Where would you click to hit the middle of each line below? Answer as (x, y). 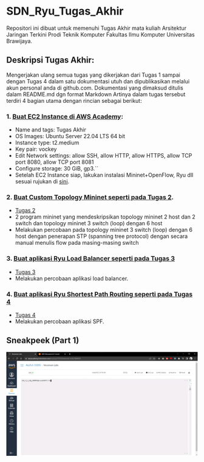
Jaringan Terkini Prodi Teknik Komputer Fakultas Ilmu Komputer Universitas (101, 34)
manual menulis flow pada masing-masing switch (77, 243)
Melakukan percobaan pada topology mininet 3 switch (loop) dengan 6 (104, 230)
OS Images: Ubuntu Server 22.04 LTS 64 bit (70, 136)
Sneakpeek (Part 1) (43, 341)
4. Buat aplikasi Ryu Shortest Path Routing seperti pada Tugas (100, 294)
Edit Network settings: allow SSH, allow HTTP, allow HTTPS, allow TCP (104, 156)
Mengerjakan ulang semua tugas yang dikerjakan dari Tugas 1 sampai (93, 75)
